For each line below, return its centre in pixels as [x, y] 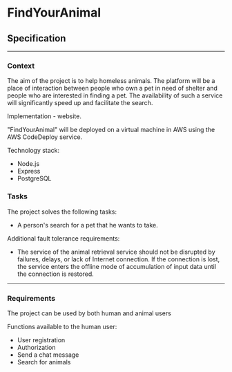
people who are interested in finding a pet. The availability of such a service [115, 95]
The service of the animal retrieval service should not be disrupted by [116, 252]
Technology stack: [33, 151]
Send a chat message [48, 355]
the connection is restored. [56, 274]
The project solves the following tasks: [62, 212]
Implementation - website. [44, 116]
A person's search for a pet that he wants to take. [88, 225]
